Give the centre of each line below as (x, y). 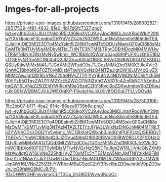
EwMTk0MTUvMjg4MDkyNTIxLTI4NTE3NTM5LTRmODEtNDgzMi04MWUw (82, 49)
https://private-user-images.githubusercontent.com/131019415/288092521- (82, 23)
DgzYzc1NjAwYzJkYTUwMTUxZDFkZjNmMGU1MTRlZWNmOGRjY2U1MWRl (82, 158)
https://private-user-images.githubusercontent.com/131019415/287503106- (82, 100)
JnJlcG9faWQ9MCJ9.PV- (31, 169)
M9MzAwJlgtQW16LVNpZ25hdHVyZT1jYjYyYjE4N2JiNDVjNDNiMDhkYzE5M (83, 75)
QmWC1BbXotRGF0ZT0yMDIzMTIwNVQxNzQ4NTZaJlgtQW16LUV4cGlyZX (82, 70)
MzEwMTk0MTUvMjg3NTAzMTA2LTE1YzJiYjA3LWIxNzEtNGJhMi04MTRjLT (83, 127)
